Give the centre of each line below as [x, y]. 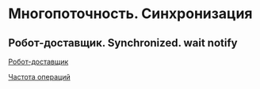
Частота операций [39, 77]
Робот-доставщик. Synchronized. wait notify [123, 43]
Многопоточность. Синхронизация [130, 14]
